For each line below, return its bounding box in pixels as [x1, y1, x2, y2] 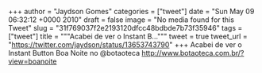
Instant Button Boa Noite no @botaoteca [8, 49, 141, 57]
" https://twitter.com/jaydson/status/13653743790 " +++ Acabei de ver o [8, 40, 242, 49]
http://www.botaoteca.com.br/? [141, 49, 245, 57]
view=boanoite [8, 57, 57, 66]
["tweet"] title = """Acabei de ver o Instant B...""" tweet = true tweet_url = [8, 31, 248, 41]
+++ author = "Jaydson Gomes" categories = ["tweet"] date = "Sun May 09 [8, 7, 255, 16]
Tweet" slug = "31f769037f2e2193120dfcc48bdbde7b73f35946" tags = [8, 24, 243, 32]
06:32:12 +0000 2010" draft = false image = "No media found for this [8, 15, 234, 24]
